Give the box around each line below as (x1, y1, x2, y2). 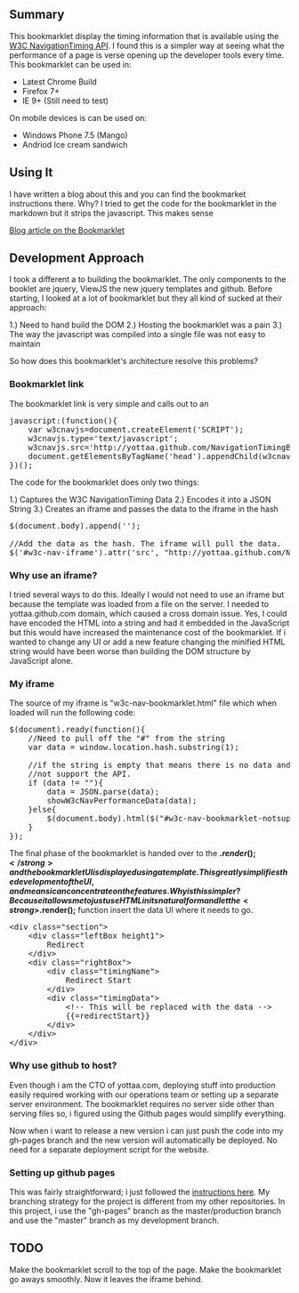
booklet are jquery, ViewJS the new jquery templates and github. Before (9, 284, 273, 295)
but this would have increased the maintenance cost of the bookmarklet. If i (9, 627, 287, 638)
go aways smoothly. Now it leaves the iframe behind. (9, 1273, 203, 1284)
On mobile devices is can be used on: (9, 112, 147, 123)
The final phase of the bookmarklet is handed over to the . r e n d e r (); (9, 848, 256, 859)
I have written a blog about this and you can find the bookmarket (9, 189, 246, 199)
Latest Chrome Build (21, 76, 98, 87)
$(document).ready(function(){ (9, 724, 146, 735)
